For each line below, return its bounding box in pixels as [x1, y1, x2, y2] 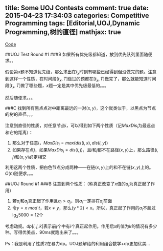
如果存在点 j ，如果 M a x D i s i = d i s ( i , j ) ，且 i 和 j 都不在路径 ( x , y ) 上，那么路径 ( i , [12, 146, 159, 154]
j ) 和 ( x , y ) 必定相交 [12, 154, 47, 160]
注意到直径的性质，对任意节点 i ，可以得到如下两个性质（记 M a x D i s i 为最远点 [5, 123, 156, 129]
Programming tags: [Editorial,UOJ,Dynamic [5, 19, 140, 27]
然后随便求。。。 [5, 95, 35, 101]
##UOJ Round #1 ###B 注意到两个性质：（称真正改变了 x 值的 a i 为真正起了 [5, 181, 151, 188]
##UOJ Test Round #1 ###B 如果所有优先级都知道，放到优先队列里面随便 [5, 51, 153, 57]
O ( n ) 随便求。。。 [5, 170, 36, 176]
